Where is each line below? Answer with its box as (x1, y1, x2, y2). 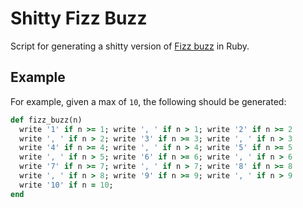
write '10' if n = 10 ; (19, 180, 114, 190)
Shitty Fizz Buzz (10, 7, 148, 30)
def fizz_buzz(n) (10, 115, 83, 125)
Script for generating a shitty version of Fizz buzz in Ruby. (10, 40, 250, 52)
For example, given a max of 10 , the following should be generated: (10, 95, 287, 107)
